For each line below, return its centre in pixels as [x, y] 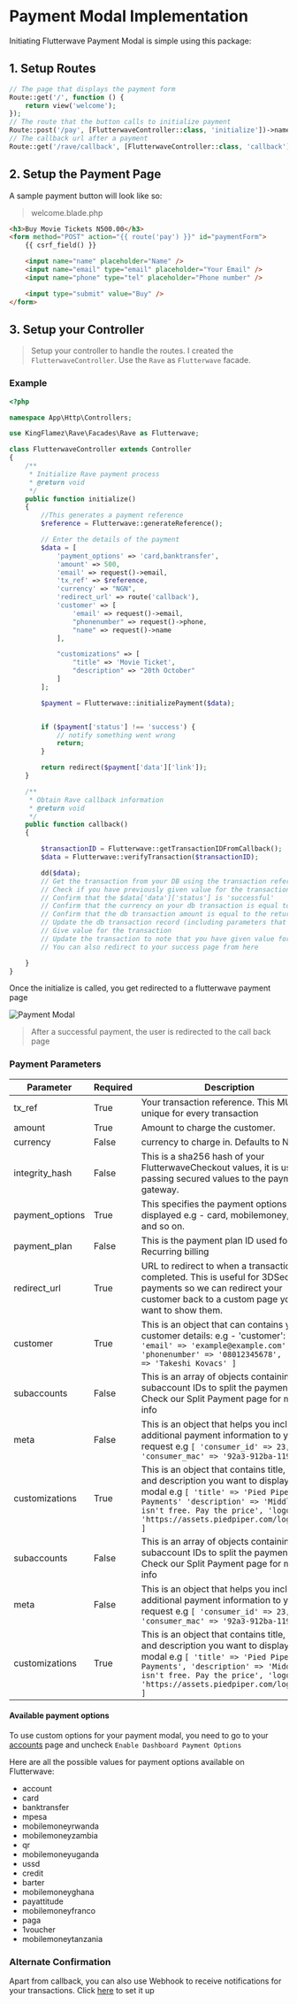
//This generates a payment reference [112, 515]
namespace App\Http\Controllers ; [71, 418]
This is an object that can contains [212, 1324]
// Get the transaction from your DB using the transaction [154, 881]
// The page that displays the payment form [92, 89]
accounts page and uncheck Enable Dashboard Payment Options [126, 1745]
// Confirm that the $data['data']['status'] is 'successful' [158, 898]
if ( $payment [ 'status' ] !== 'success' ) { [118, 727]
